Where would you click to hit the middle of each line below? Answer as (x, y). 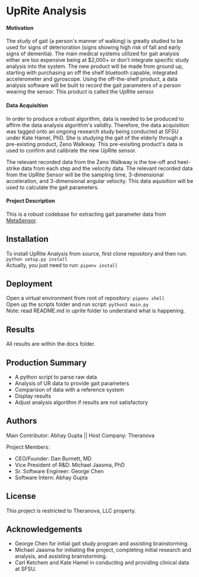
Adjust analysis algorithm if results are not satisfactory (81, 402)
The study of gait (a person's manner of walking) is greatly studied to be (95, 41)
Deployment (29, 284)
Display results (33, 396)
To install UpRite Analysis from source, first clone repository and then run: (97, 253)
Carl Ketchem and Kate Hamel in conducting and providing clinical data (102, 563)
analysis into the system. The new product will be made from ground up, (95, 66)
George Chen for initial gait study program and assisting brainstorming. (102, 544)
